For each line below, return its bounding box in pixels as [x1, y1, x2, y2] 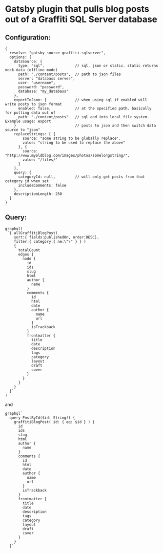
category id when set [5, 179, 49, 184]
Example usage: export [5, 119, 51, 124]
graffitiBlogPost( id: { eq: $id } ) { [14, 419, 95, 425]
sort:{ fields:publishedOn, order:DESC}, [14, 234, 99, 240]
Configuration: [5, 33, 51, 42]
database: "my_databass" [18, 89, 69, 94]
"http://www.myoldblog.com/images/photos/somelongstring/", [5, 153, 130, 158]
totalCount [18, 248, 41, 253]
